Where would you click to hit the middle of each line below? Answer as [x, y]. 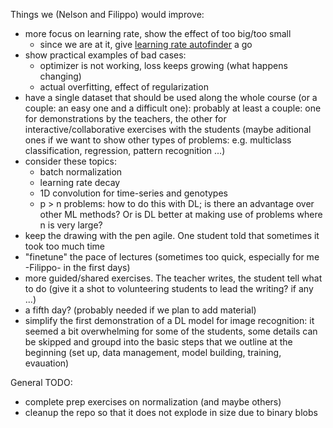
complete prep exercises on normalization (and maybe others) [153, 402]
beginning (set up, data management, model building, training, [153, 352]
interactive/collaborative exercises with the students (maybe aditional [168, 129]
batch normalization [81, 172]
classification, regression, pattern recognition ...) [125, 150]
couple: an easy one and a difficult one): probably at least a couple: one [173, 108]
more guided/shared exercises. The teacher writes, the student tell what [173, 278]
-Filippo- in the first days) [77, 267]
